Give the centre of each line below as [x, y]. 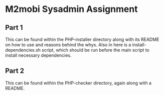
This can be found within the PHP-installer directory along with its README [82, 39]
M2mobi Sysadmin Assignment [72, 9]
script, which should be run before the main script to [95, 50]
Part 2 [15, 71]
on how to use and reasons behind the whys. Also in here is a [68, 45]
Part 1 [14, 28]
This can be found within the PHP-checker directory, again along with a [79, 83]
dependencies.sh [23, 50]
